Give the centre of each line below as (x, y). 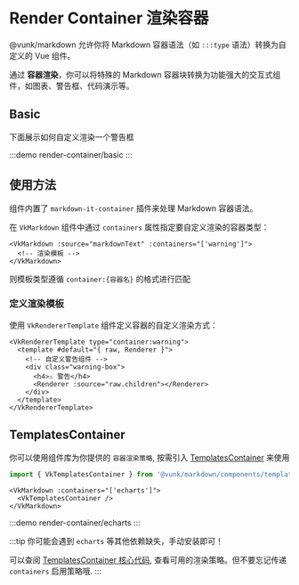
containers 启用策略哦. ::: (56, 571)
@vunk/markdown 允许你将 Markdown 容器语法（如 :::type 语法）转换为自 (148, 45)
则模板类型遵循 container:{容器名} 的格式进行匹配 (100, 279)
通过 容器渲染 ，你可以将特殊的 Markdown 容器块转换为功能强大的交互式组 (145, 74)
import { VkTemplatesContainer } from (81, 474)
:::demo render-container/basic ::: (71, 154)
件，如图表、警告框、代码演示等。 (72, 85)
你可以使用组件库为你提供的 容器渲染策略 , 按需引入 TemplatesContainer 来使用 (149, 457)
